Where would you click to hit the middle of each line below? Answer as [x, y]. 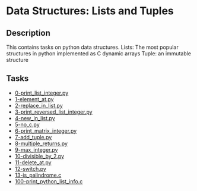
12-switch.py [30, 168]
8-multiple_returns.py [41, 143]
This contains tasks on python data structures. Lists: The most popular [93, 47]
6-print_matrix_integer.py [46, 131]
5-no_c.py [27, 124]
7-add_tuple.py [33, 137]
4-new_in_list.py [35, 118]
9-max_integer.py [36, 149]
